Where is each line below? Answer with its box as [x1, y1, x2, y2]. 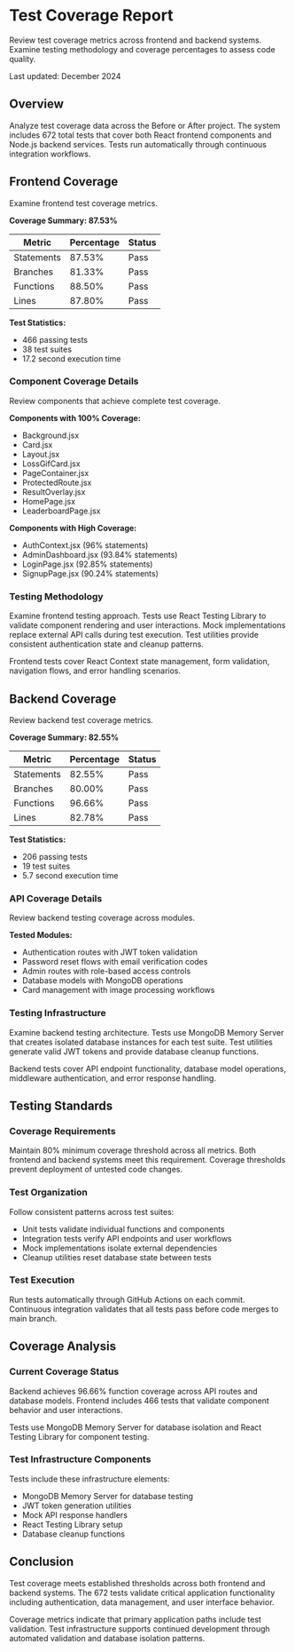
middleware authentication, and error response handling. [9, 1072, 217, 1084]
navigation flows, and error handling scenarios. [9, 665, 182, 676]
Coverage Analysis [9, 1338, 117, 1354]
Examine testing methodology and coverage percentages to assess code [9, 44, 276, 54]
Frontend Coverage [9, 174, 119, 189]
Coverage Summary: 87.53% [9, 215, 118, 226]
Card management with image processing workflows [21, 985, 215, 996]
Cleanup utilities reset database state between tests [21, 1251, 212, 1262]
